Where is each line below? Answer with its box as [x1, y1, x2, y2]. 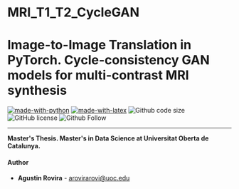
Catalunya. [7, 142, 41, 150]
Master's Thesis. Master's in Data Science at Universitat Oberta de [7, 134, 209, 143]
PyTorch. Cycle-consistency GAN [7, 52, 210, 68]
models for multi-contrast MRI [7, 67, 190, 83]
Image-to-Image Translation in [7, 37, 192, 53]
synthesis [7, 83, 68, 98]
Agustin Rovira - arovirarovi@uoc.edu [17, 174, 130, 183]
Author [7, 158, 29, 166]
